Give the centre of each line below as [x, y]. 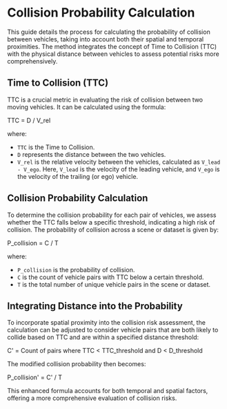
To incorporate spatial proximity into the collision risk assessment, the [106, 323]
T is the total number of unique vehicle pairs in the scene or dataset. [114, 284]
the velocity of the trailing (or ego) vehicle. [78, 176]
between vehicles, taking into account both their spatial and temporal [106, 39]
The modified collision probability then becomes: [77, 364]
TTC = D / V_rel [29, 120]
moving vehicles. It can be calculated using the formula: [87, 107]
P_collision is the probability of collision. [76, 269]
